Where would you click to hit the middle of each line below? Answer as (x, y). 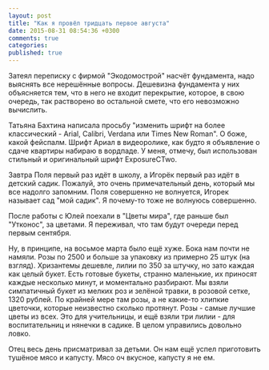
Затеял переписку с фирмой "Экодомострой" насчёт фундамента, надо (131, 76)
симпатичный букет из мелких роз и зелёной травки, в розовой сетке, (129, 291)
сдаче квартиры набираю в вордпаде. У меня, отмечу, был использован (133, 151)
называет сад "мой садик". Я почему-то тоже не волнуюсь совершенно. (132, 200)
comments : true (34, 38)
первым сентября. (40, 233)
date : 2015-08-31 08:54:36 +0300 (64, 30)
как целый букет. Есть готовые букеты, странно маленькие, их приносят (133, 274)
